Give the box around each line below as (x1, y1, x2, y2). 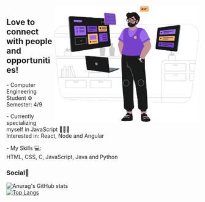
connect (6, 27, 39, 37)
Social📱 (6, 168, 29, 177)
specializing (6, 119, 37, 126)
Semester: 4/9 (6, 100, 43, 108)
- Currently (6, 113, 34, 120)
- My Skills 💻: (6, 144, 42, 152)
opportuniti (6, 55, 51, 66)
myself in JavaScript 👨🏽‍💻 (6, 125, 70, 133)
